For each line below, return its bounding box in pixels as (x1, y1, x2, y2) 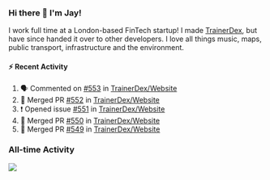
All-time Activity (8, 144, 75, 156)
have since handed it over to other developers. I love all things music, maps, (8, 34, 262, 44)
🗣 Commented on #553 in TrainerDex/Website (19, 83, 178, 93)
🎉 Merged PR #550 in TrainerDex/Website (19, 115, 161, 125)
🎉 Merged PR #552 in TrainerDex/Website (19, 94, 161, 104)
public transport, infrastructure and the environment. (8, 43, 185, 52)
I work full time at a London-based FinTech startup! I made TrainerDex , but (8, 26, 258, 36)
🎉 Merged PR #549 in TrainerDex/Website (19, 124, 161, 134)
